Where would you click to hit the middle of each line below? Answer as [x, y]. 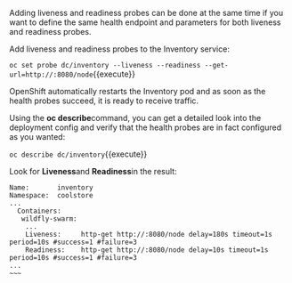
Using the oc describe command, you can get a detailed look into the [135, 118]
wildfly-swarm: [49, 219]
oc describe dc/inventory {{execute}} [78, 154]
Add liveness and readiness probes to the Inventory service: [119, 49]
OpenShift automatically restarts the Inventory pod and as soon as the [138, 91]
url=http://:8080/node [51, 75]
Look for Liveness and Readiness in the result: [93, 171]
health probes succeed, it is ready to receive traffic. [104, 101]
